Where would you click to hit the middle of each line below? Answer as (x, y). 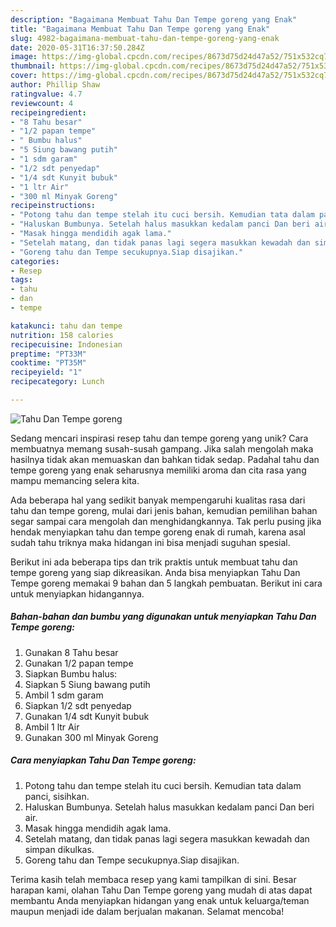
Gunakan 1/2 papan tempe (79, 663)
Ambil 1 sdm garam (64, 695)
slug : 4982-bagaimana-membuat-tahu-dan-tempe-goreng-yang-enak (145, 38)
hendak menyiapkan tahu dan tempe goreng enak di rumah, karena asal (158, 532)
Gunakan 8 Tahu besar (71, 652)
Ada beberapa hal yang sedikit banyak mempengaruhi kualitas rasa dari (158, 500)
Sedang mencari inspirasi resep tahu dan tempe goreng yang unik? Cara (159, 438)
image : (24, 57)
